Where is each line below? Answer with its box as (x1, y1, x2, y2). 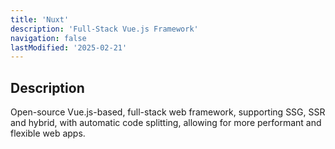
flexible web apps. (10, 127, 86, 140)
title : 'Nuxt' (10, 14, 70, 25)
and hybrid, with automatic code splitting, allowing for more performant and (10, 117, 322, 129)
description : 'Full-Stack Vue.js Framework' (10, 24, 199, 34)
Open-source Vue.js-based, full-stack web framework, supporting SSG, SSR (10, 106, 326, 118)
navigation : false (10, 33, 87, 43)
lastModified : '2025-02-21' (10, 42, 128, 53)
